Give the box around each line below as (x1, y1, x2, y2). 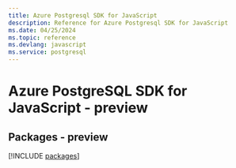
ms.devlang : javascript (8, 41, 87, 49)
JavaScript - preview (8, 99, 149, 117)
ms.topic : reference (8, 33, 77, 42)
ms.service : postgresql (8, 48, 87, 56)
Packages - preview (8, 130, 108, 144)
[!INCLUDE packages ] (8, 151, 80, 160)
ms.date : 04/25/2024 (8, 26, 77, 34)
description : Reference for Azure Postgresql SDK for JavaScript (8, 19, 228, 27)
